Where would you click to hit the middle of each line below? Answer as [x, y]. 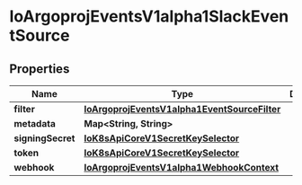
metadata [35, 123]
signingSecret [44, 138]
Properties [40, 69]
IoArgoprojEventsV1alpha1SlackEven [149, 17]
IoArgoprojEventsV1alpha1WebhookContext [182, 167]
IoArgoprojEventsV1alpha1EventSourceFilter [182, 109]
